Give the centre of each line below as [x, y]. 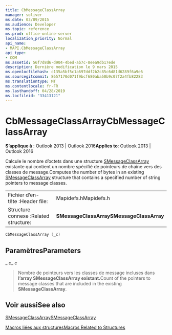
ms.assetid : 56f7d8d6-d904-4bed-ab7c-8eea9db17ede [60, 62]
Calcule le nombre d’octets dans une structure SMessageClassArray [77, 161]
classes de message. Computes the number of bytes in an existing [75, 172]
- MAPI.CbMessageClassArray [35, 48]
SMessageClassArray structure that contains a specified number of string [83, 177]
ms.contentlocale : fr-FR [32, 86]
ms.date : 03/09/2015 [27, 19]
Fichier [16, 195]
